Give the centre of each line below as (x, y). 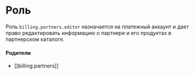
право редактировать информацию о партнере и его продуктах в (89, 32)
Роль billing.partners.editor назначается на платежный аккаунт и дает (97, 27)
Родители (18, 53)
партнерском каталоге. (35, 39)
